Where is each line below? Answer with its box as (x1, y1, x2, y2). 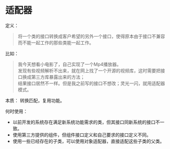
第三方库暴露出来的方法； (31, 74, 85, 80)
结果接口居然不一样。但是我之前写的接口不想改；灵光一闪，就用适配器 (17, 80, 165, 86)
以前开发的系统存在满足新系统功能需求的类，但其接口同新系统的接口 (12, 119, 156, 125)
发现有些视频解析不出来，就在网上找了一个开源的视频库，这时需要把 (17, 67, 161, 74)
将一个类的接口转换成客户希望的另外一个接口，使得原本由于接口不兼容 (17, 33, 165, 39)
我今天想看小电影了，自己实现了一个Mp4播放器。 (17, 61, 122, 67)
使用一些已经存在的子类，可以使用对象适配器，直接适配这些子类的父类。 (12, 138, 164, 144)
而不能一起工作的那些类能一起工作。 (17, 39, 94, 46)
